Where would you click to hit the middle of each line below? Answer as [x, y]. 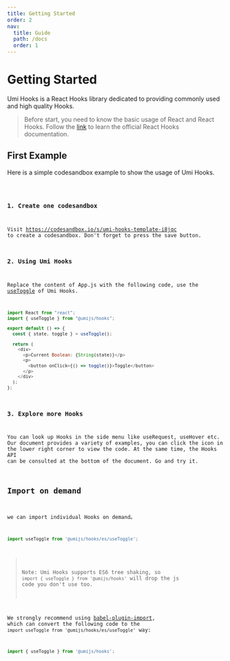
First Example [37, 156]
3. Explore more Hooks [45, 414]
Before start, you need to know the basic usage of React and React [119, 119]
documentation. [46, 134]
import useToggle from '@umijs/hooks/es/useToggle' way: [79, 630]
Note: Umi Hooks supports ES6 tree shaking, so [91, 572]
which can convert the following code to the [73, 624]
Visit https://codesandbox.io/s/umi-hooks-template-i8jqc [92, 230]
